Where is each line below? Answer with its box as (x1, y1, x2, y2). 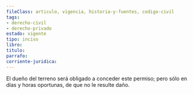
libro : (6, 42, 23, 48)
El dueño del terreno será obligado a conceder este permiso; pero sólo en (6, 75, 188, 82)
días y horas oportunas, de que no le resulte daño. (6, 81, 130, 88)
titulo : (6, 48, 26, 54)
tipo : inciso (6, 36, 39, 42)
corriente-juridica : (6, 58, 58, 64)
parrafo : (6, 53, 28, 59)
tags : (6, 14, 20, 20)
